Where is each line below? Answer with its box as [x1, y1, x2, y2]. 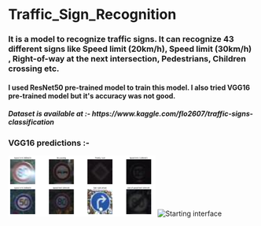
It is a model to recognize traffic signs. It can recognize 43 [8, 34, 234, 45]
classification [8, 117, 55, 127]
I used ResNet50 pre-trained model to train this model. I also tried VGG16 [8, 83, 250, 92]
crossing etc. [8, 63, 60, 74]
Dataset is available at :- [8, 109, 90, 119]
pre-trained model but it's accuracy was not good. [8, 91, 176, 100]
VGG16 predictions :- [8, 137, 90, 148]
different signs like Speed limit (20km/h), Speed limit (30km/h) [8, 43, 252, 54]
